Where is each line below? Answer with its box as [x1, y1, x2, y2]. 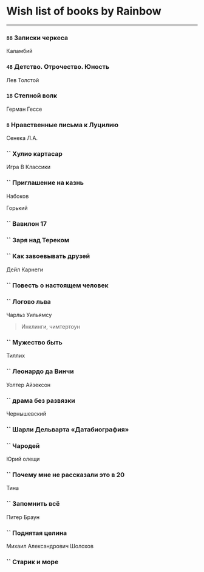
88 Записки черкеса [6, 33, 69, 42]
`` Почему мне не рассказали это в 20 [6, 470, 125, 479]
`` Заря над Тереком [6, 235, 70, 244]
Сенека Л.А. [6, 134, 38, 142]
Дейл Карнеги [6, 266, 44, 273]
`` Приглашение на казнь [6, 178, 84, 187]
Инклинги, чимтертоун [21, 323, 80, 330]
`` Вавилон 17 [6, 219, 47, 228]
